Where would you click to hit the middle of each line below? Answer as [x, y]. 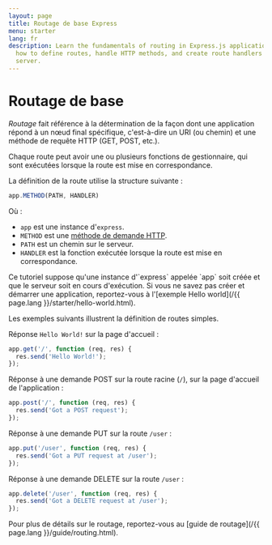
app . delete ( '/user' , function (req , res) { [83, 494]
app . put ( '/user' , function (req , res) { [78, 448]
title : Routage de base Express [63, 23]
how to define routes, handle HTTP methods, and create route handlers [139, 53]
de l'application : [36, 388]
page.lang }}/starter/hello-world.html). [72, 302]
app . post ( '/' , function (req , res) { [72, 403]
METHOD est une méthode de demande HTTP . [93, 235]
